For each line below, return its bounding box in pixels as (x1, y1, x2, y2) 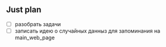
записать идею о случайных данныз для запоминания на (14, 27, 161, 35)
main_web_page (14, 34, 55, 41)
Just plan (6, 5, 42, 15)
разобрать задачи (14, 20, 61, 27)
